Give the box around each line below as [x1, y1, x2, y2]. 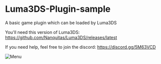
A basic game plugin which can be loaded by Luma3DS [5, 20, 117, 26]
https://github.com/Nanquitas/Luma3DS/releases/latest [5, 34, 117, 40]
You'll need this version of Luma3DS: [5, 29, 80, 35]
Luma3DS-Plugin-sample [5, 3, 111, 15]
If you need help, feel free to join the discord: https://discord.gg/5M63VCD [5, 44, 156, 50]
